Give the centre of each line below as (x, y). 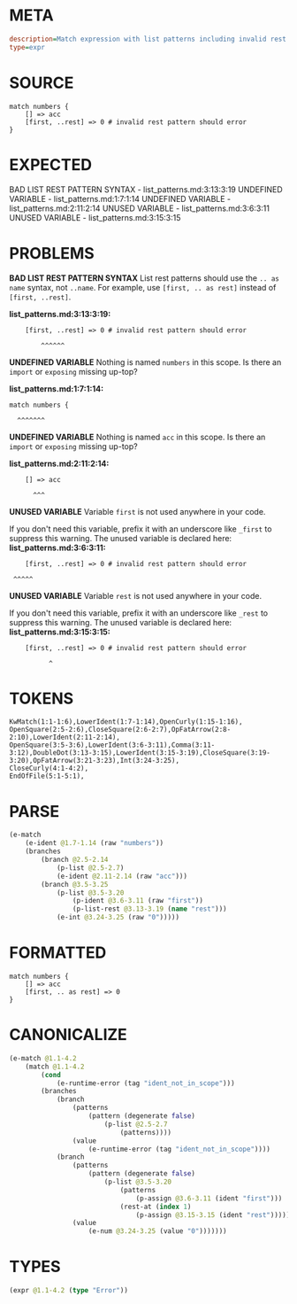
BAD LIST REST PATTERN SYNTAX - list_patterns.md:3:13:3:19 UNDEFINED (146, 189)
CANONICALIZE (69, 1035)
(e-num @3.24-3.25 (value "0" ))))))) (157, 1231)
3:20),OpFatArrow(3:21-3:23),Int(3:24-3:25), (94, 761)
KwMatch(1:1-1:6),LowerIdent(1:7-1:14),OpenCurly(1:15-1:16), (126, 722)
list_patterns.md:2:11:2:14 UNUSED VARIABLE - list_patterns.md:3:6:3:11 (139, 208)
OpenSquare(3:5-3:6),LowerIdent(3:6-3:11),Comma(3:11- (112, 745)
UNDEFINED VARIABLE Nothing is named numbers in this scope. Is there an (145, 362)
